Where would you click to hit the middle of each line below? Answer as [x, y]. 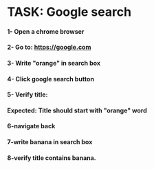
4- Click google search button [51, 79]
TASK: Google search [69, 12]
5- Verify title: [27, 95]
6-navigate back [31, 126]
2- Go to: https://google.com [49, 47]
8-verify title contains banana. [52, 158]
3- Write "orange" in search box [54, 63]
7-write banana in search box [50, 141]
